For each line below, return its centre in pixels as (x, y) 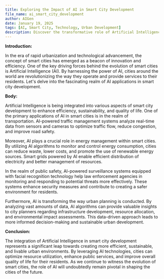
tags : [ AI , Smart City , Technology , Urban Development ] (63, 28)
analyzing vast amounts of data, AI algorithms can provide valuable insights (81, 206)
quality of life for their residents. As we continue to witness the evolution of (81, 262)
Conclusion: (18, 231)
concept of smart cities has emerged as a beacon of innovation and (73, 61)
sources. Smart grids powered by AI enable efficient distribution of (72, 156)
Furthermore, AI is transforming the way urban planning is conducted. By (78, 201)
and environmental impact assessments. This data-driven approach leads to (82, 217)
